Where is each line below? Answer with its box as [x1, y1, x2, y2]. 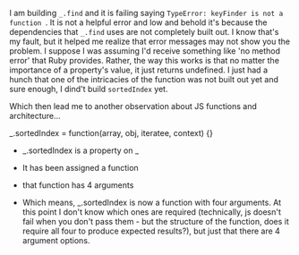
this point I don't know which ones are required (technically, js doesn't [21, 207, 282, 217]
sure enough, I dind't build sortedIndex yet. [9, 84, 168, 94]
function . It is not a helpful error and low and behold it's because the [9, 17, 268, 28]
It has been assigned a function [21, 163, 139, 173]
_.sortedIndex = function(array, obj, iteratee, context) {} [9, 128, 213, 138]
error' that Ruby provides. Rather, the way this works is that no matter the [9, 55, 280, 65]
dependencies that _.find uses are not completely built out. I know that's [9, 27, 279, 37]
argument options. [21, 235, 90, 245]
